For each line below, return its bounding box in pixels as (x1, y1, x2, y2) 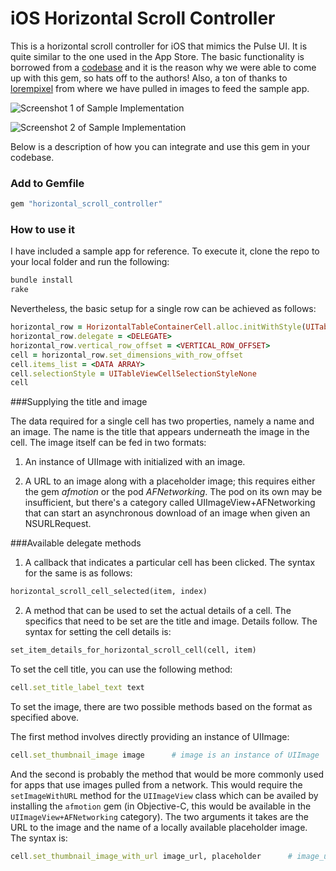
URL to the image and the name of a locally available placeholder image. (10, 821, 308, 833)
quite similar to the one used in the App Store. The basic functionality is (10, 50, 305, 62)
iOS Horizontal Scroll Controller (10, 7, 276, 30)
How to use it (10, 223, 75, 237)
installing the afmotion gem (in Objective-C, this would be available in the (10, 800, 312, 812)
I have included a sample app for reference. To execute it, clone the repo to (10, 245, 320, 257)
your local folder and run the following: (10, 256, 170, 268)
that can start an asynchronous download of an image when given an (24, 507, 311, 519)
